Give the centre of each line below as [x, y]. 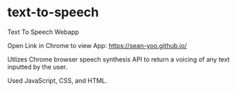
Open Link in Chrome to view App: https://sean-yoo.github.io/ [97, 45]
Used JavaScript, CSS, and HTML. [57, 80]
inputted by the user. [37, 67]
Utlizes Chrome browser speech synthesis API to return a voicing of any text [118, 59]
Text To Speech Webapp [43, 32]
